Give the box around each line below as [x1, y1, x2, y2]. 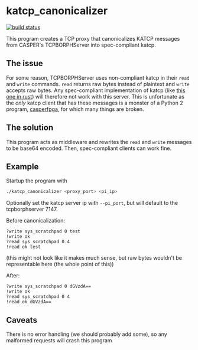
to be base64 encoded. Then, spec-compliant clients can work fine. [6, 145, 172, 152]
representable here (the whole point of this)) [6, 261, 114, 268]
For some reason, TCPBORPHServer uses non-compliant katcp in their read [6, 74, 190, 81]
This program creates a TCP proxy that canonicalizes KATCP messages [6, 35, 180, 42]
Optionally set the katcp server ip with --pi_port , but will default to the [6, 199, 178, 207]
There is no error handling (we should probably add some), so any [6, 331, 167, 338]
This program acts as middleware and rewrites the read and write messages [6, 138, 192, 145]
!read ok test [6, 244, 41, 250]
